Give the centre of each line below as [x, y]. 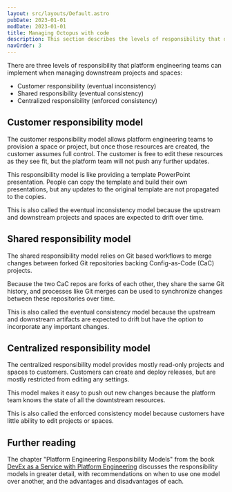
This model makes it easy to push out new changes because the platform [111, 393]
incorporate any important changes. [58, 326]
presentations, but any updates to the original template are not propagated [113, 189]
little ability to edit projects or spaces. [60, 421]
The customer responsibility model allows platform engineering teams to [110, 139]
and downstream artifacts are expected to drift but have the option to [105, 319]
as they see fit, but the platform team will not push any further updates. [108, 161]
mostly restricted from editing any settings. [68, 379]
